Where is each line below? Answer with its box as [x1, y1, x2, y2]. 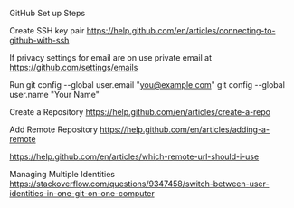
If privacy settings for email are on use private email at [9, 52, 213, 62]
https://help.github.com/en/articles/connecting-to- [86, 25, 276, 35]
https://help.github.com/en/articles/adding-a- [99, 124, 270, 135]
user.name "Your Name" [9, 90, 100, 99]
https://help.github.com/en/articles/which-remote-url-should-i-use [9, 151, 260, 162]
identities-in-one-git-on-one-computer [9, 188, 156, 198]
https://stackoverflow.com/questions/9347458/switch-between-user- [9, 178, 270, 189]
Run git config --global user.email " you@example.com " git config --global [9, 80, 285, 90]
